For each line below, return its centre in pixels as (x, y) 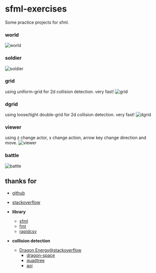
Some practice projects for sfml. (37, 22)
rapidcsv (28, 231)
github (18, 193)
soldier (13, 58)
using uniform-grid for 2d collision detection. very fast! (60, 91)
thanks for (21, 181)
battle (12, 155)
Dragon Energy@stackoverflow (50, 250)
